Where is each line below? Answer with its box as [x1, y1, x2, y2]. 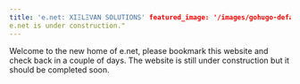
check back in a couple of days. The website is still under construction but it [9, 55, 290, 65]
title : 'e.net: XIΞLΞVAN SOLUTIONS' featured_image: [9, 12, 210, 22]
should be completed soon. [9, 64, 110, 75]
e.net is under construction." [9, 21, 126, 30]
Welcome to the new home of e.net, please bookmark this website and [9, 45, 269, 56]
